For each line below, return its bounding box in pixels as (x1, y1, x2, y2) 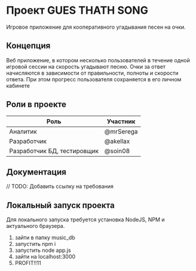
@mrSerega (104, 127, 139, 135)
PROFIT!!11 (14, 260, 41, 267)
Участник (106, 117, 136, 126)
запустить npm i (14, 240, 56, 248)
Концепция (6, 41, 51, 51)
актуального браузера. (6, 223, 65, 230)
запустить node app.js (14, 246, 71, 254)
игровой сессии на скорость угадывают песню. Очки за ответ (6, 63, 166, 70)
